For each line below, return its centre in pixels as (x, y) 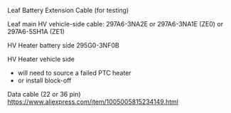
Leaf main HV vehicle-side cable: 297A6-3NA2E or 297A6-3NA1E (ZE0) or (116, 24)
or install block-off (44, 80)
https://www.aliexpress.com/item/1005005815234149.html (93, 102)
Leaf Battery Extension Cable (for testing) (68, 10)
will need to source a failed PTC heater (74, 73)
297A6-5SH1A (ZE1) (36, 32)
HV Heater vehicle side (41, 59)
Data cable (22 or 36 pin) (44, 94)
